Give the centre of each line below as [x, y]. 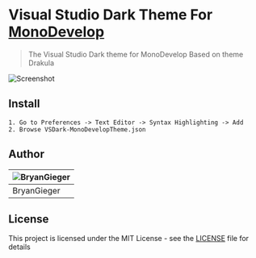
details [19, 247]
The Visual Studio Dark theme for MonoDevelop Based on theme [136, 54]
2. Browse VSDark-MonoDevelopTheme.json [78, 129]
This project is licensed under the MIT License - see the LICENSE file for [128, 239]
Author [26, 154]
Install [24, 104]
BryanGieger [36, 190]
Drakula [41, 63]
